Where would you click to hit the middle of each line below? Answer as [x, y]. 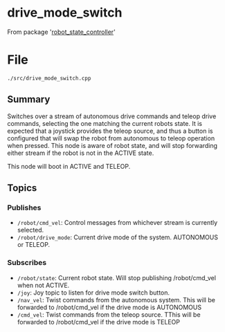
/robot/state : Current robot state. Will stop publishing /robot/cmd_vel [117, 277]
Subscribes [27, 263]
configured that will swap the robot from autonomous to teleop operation [111, 138]
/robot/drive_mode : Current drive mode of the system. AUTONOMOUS [117, 237]
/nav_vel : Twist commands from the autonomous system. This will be [116, 299]
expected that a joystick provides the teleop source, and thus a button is [110, 131]
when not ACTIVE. [43, 285]
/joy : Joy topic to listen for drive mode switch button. [93, 293]
